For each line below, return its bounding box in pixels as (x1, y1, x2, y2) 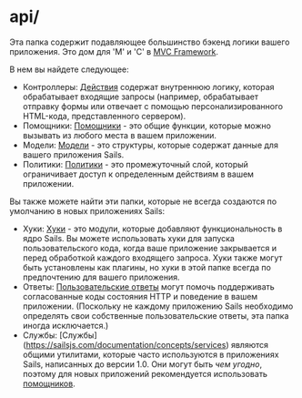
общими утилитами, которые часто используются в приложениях (22, 349, 279, 360)
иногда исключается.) (22, 320, 109, 331)
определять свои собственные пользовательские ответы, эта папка (22, 310, 289, 321)
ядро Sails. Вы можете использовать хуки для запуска (22, 232, 235, 243)
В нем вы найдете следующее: (9, 64, 129, 75)
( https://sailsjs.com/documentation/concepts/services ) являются (22, 339, 268, 350)
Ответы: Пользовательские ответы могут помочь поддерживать (22, 281, 275, 292)
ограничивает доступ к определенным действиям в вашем (22, 168, 255, 179)
